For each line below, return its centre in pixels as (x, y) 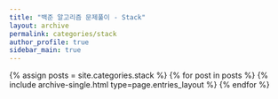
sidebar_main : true (45, 50)
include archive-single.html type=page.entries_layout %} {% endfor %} (139, 85)
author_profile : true (49, 42)
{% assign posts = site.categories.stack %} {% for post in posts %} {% (139, 75)
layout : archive (39, 26)
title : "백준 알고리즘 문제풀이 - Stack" (78, 17)
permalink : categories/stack (63, 34)
